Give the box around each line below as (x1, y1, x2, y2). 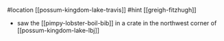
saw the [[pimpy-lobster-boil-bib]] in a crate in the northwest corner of (16, 19, 217, 27)
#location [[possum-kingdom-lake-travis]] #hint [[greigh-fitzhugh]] (7, 6, 197, 14)
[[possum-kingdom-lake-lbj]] (16, 27, 100, 34)
